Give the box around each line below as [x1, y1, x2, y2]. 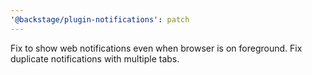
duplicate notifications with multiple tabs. [10, 52, 180, 65]
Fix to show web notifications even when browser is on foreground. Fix [10, 42, 303, 54]
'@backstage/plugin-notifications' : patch [10, 14, 190, 25]
